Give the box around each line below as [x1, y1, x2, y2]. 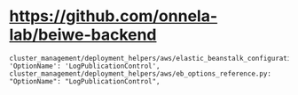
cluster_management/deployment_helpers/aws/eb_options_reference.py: [9, 69, 272, 78]
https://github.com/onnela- [9, 6, 218, 26]
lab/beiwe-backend [9, 25, 157, 45]
